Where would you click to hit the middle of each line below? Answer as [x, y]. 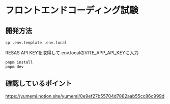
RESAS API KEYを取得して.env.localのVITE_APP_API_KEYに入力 [72, 53]
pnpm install [19, 62]
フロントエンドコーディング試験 [72, 10]
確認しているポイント [39, 83]
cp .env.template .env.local [36, 43]
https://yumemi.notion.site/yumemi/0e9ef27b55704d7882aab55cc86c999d [85, 96]
